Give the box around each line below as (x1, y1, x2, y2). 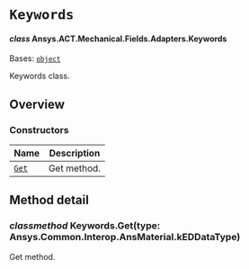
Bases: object (9, 53, 61, 64)
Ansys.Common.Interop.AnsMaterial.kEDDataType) (9, 231, 241, 244)
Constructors (9, 123, 69, 136)
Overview (9, 96, 66, 112)
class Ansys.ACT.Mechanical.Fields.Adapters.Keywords (9, 33, 227, 44)
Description (49, 147, 101, 159)
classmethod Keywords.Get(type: (9, 220, 161, 232)
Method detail (9, 193, 90, 208)
